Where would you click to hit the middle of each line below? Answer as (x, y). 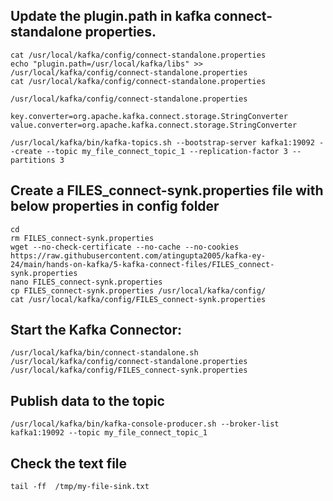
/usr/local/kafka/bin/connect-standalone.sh (104, 353)
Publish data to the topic (87, 400)
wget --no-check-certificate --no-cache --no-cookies (125, 247)
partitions (33, 160)
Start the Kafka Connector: (96, 330)
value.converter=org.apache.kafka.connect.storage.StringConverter (154, 125)
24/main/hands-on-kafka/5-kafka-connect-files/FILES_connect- (142, 264)
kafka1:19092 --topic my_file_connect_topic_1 (109, 433)
